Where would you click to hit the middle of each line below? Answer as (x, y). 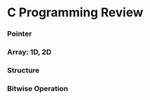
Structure (23, 70)
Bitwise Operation (38, 88)
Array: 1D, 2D (29, 52)
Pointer (20, 34)
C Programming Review (75, 13)
